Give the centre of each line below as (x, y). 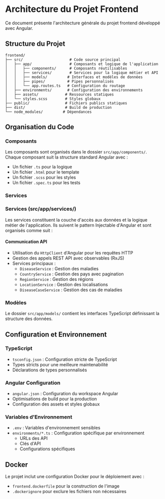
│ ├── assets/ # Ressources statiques (59, 94)
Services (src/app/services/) (41, 209)
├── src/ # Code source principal (63, 60)
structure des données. (29, 319)
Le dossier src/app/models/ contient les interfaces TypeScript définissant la (82, 314)
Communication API (26, 242)
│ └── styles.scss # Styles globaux (53, 99)
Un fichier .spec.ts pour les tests (46, 183)
